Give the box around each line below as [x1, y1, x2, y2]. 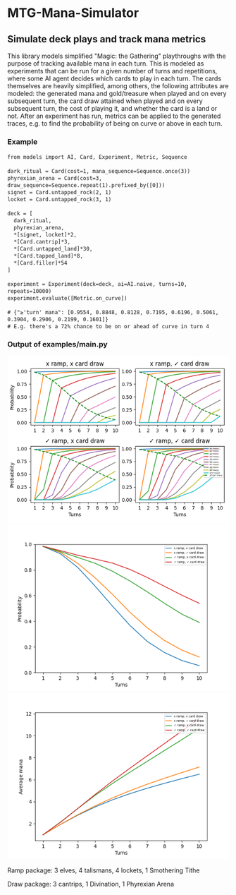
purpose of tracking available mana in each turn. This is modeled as [7, 59, 204, 68]
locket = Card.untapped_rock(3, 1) [7, 196, 112, 203]
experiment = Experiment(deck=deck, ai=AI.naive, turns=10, [7, 281, 188, 288]
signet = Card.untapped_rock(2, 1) [7, 189, 112, 196]
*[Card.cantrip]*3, [13, 239, 71, 246]
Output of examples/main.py [7, 340, 108, 349]
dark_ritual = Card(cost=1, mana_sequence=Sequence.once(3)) [7, 168, 191, 175]
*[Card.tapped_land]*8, [13, 253, 83, 260]
